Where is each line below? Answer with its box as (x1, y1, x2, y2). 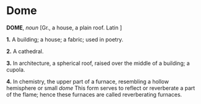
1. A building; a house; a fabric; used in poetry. (6, 35, 123, 43)
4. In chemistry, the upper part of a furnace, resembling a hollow (6, 78, 169, 85)
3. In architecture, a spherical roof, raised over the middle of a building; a (6, 59, 190, 67)
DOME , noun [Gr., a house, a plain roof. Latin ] (6, 24, 122, 31)
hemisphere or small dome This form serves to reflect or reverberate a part (6, 84, 196, 92)
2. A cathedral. (6, 47, 44, 55)
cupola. (6, 65, 26, 73)
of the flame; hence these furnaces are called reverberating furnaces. (6, 91, 182, 98)
